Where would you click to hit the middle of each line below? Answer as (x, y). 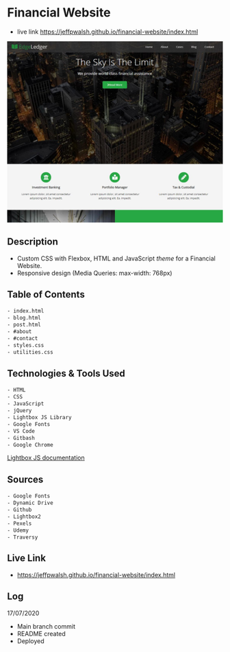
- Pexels (20, 524)
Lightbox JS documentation (46, 458)
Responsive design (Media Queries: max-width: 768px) (94, 273)
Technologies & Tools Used (66, 373)
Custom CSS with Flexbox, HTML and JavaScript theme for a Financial (116, 258)
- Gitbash (21, 438)
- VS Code (21, 431)
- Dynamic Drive (30, 503)
